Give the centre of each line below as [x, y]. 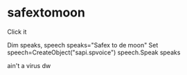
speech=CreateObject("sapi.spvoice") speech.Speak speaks [94, 52]
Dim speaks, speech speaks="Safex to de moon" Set [83, 45]
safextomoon [46, 13]
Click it [17, 32]
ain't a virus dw [29, 65]
